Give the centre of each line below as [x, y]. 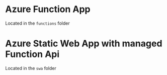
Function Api [32, 54]
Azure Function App [48, 9]
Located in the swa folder [31, 68]
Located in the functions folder [37, 23]
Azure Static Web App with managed [84, 44]
